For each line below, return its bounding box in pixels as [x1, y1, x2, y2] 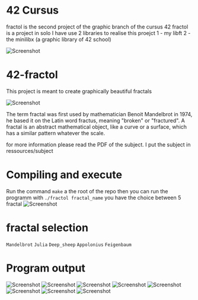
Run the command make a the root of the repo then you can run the [6, 187, 168, 194]
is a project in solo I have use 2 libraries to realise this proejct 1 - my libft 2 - [6, 29, 191, 36]
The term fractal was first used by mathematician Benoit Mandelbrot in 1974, [6, 110, 193, 117]
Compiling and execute [6, 168, 123, 181]
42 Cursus [6, 4, 59, 17]
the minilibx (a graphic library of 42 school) [6, 36, 111, 43]
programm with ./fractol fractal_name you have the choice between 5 [6, 194, 181, 201]
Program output [6, 261, 86, 275]
